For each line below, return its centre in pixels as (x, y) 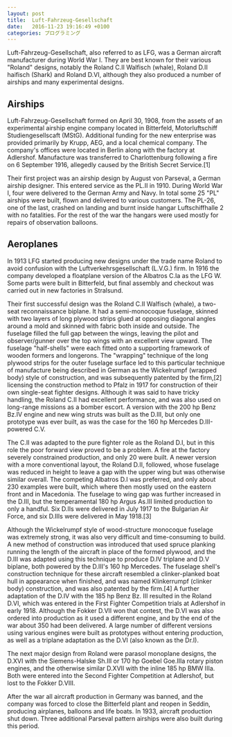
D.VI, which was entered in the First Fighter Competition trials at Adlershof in (116, 603)
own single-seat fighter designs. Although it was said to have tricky (103, 392)
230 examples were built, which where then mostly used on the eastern (109, 487)
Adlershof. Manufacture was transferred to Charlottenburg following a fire (113, 157)
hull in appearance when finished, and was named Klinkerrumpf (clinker (110, 581)
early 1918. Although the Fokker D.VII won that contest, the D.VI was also (110, 610)
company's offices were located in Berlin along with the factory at (101, 150)
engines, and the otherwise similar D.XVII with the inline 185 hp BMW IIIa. (111, 668)
